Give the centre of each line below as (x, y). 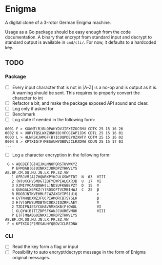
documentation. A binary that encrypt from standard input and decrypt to (79, 37)
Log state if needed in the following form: (53, 119)
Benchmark (24, 114)
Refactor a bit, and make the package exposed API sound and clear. (80, 103)
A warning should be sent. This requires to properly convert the (76, 93)
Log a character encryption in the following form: (61, 155)
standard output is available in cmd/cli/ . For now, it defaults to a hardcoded (81, 42)
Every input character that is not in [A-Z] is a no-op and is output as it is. (85, 87)
